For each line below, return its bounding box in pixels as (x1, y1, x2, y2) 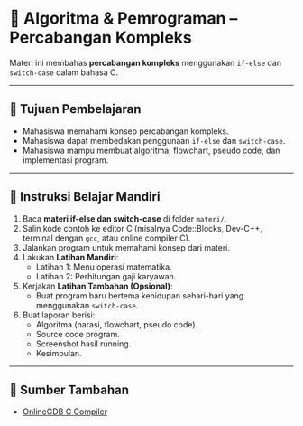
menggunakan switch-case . (35, 299, 139, 310)
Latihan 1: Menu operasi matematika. (35, 261, 173, 272)
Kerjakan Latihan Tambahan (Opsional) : (22, 280, 173, 291)
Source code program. (35, 328, 120, 339)
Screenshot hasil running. (35, 338, 132, 349)
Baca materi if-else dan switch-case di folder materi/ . (22, 213, 227, 224)
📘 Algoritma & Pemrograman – (9, 8, 238, 29)
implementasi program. (22, 154, 109, 166)
